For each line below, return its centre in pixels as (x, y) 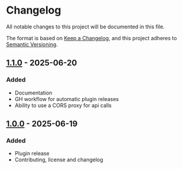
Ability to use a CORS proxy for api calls (63, 105)
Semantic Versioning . (32, 44)
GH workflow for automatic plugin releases (67, 99)
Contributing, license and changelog (59, 160)
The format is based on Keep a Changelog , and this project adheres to (91, 38)
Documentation (33, 93)
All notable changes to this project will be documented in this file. (86, 27)
